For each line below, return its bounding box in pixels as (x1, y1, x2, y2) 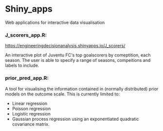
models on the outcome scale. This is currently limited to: (5, 91, 120, 97)
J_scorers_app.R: (5, 32, 47, 38)
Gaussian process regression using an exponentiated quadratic (12, 116, 139, 122)
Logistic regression (12, 111, 51, 116)
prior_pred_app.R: (5, 75, 49, 81)
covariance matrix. (12, 121, 50, 127)
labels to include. (5, 62, 39, 69)
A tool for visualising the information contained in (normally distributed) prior (5, 86, 159, 92)
